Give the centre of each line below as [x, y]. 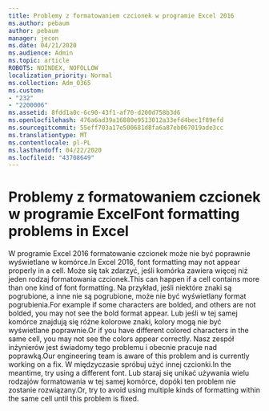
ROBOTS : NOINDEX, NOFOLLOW [53, 68]
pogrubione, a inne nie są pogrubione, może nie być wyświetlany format [127, 296]
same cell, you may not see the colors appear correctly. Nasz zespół [121, 339]
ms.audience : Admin [41, 53]
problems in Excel [69, 232]
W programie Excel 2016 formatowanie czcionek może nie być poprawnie [129, 254]
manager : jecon [34, 38]
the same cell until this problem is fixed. [74, 399]
